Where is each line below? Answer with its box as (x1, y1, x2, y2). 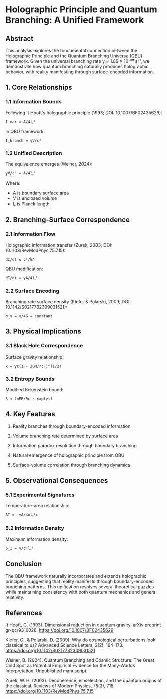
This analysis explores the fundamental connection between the (5, 48, 138, 53)
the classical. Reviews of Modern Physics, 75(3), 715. (5, 683, 115, 689)
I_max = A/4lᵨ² (5, 119, 36, 124)
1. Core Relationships (5, 83, 73, 92)
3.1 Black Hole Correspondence (5, 342, 83, 349)
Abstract (5, 34, 34, 43)
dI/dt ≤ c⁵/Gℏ (5, 257, 35, 262)
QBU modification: (5, 266, 44, 272)
